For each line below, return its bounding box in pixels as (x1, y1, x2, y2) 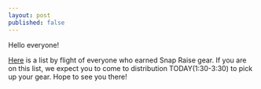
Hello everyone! (8, 40, 60, 49)
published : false (8, 19, 65, 27)
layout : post (8, 11, 51, 20)
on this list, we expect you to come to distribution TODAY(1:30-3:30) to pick (8, 63, 253, 73)
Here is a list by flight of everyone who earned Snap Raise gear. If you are (8, 55, 247, 65)
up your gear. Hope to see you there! (8, 72, 127, 81)
